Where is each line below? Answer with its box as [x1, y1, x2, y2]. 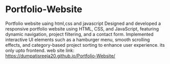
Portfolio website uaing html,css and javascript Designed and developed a [5, 20, 161, 26]
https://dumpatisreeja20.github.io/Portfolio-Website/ [5, 52, 116, 59]
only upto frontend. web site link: [5, 47, 75, 53]
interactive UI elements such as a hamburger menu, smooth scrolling [5, 37, 150, 43]
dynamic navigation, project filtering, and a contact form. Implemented [5, 31, 154, 37]
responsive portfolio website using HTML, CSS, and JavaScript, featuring [5, 25, 159, 31]
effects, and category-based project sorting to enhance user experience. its [5, 42, 165, 48]
